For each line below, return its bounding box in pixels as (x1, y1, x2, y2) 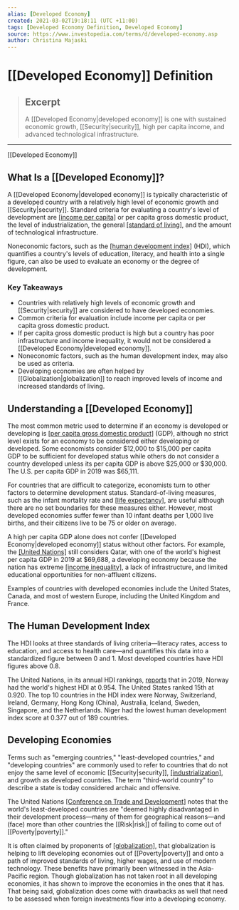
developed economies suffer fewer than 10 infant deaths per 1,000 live (7, 511, 214, 520)
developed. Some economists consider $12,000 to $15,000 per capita (7, 444, 211, 453)
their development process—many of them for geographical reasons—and (7, 812, 225, 821)
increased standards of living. (17, 382, 105, 391)
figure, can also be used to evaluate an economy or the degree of (7, 257, 200, 265)
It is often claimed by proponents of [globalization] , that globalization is (7, 841, 216, 849)
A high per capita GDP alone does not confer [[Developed (7, 533, 176, 541)
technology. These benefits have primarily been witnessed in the (7, 864, 197, 872)
